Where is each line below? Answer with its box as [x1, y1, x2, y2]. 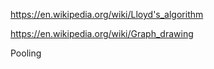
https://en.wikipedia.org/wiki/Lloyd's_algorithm [10, 9, 204, 20]
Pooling [10, 47, 42, 59]
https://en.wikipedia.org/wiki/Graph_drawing [10, 28, 194, 39]
